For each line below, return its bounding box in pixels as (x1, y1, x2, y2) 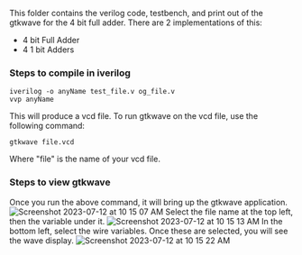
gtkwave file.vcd (9, 138, 75, 147)
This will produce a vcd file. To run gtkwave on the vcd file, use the (9, 111, 259, 122)
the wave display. (9, 234, 75, 246)
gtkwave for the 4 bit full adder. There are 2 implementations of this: (9, 17, 263, 28)
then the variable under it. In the (9, 215, 283, 226)
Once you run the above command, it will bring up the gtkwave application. (9, 196, 288, 207)
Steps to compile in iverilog (9, 67, 131, 79)
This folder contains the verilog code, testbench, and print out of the (9, 8, 263, 18)
